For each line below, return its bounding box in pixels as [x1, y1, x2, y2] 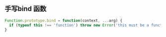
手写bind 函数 [4, 4, 47, 13]
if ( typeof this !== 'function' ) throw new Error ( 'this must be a [9, 23, 149, 28]
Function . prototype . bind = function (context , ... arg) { [4, 18, 122, 23]
